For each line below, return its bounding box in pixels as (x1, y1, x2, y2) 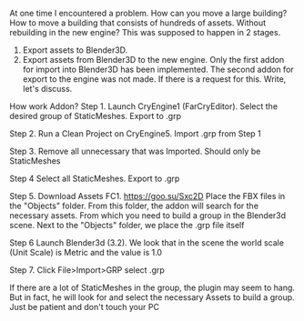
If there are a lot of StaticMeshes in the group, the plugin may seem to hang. (9, 282, 296, 293)
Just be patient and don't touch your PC (9, 302, 159, 312)
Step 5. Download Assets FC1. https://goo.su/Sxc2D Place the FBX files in (9, 191, 286, 201)
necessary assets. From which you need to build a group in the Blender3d (9, 210, 287, 221)
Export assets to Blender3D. (22, 45, 128, 55)
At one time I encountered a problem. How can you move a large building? (9, 8, 288, 18)
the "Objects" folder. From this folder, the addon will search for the (9, 200, 259, 211)
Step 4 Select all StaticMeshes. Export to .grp (9, 173, 180, 184)
